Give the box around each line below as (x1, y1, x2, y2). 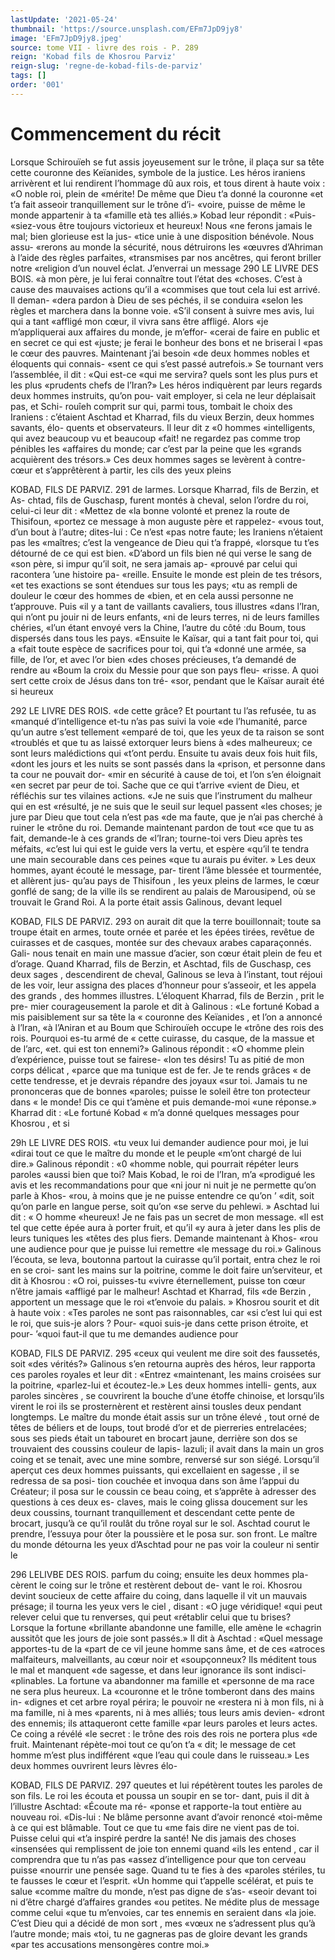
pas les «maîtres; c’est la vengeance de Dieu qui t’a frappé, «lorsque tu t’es (10, 536, 320, 548)
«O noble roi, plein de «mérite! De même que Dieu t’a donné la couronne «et (10, 187, 324, 200)
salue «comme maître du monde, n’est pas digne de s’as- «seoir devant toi (10, 1885, 317, 1897)
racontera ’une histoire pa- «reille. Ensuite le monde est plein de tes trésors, (10, 568, 323, 580)
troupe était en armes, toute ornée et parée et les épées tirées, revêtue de (10, 926, 315, 938)
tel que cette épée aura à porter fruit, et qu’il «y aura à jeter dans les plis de (10, 1221, 321, 1233)
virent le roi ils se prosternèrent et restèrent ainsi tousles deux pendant (10, 1400, 302, 1412)
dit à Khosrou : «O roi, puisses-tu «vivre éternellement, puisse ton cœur (10, 1274, 306, 1286)
